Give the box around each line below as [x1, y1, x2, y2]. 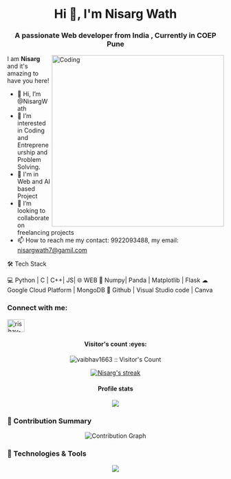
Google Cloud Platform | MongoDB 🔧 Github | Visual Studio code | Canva [7, 286, 213, 294]
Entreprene [16, 141, 49, 150]
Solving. [16, 163, 41, 171]
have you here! [7, 77, 49, 85]
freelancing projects [16, 229, 74, 237]
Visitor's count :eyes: [84, 340, 147, 349]
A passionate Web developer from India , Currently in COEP [14, 31, 217, 40]
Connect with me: [7, 303, 68, 313]
